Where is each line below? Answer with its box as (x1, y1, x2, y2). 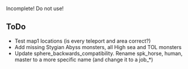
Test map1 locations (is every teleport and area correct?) (14, 37, 151, 44)
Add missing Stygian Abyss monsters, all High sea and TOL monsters (14, 43, 182, 50)
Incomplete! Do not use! (6, 5, 64, 12)
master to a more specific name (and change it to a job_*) (14, 56, 153, 63)
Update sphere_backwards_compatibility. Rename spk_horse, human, (14, 50, 183, 57)
